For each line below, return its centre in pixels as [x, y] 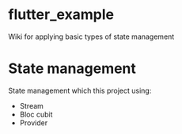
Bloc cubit [36, 114]
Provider [34, 123]
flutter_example [61, 15]
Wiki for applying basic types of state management [91, 36]
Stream [31, 105]
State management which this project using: [80, 90]
